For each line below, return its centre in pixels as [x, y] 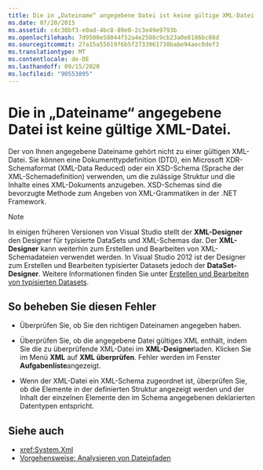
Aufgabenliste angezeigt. [60, 365]
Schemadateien [33, 257]
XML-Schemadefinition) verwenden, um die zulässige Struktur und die [122, 176]
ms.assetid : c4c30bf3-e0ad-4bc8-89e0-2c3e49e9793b [93, 30]
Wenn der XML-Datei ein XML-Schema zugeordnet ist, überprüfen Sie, [133, 381]
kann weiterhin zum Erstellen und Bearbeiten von [120, 248]
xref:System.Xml [46, 450]
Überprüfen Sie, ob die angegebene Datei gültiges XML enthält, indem [133, 341]
